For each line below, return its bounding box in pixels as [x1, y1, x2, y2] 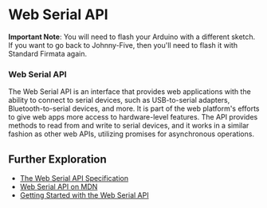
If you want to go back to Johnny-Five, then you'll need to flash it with [8, 40, 238, 49]
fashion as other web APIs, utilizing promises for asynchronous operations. [8, 129, 255, 139]
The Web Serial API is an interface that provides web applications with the [8, 87, 251, 96]
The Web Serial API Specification [19, 174, 129, 183]
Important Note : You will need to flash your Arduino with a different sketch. [8, 32, 256, 41]
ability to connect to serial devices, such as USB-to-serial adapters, [8, 96, 230, 105]
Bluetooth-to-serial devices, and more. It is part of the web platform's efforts [8, 104, 260, 113]
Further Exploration [8, 152, 108, 166]
